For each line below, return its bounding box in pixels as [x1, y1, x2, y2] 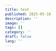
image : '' [5, 20, 25, 26]
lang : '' [5, 39, 23, 44]
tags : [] [5, 25, 23, 30]
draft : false [5, 34, 32, 39]
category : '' [5, 30, 32, 34]
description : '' [5, 16, 38, 21]
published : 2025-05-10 [5, 12, 51, 17]
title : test [5, 7, 29, 12]
